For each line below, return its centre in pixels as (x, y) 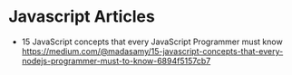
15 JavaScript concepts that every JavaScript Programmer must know (152, 42)
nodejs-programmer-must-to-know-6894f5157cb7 (116, 61)
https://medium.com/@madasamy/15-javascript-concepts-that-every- (152, 51)
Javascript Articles (82, 17)
